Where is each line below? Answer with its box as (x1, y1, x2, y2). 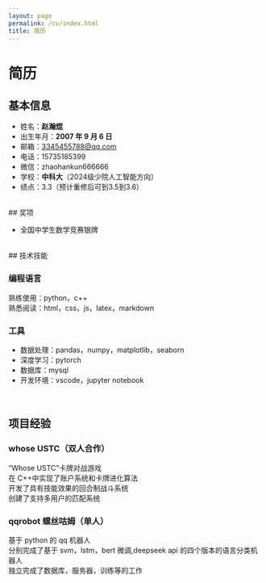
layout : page (8, 11, 52, 20)
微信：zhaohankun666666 (19, 162, 109, 172)
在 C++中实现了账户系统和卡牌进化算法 (8, 473, 139, 483)
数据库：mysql (19, 365, 69, 375)
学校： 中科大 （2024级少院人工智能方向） (19, 172, 159, 182)
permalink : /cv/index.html (8, 19, 99, 27)
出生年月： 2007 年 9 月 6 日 (19, 132, 113, 141)
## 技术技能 (8, 251, 48, 261)
